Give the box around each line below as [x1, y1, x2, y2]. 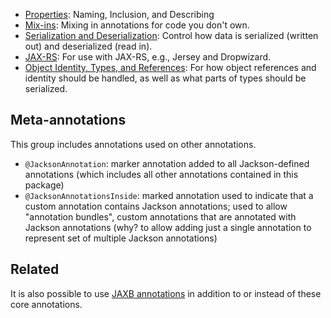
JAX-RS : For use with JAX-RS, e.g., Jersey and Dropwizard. [24, 51, 272, 63]
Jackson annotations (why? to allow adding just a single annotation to [24, 221, 312, 233]
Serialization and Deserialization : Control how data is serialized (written [24, 30, 319, 41]
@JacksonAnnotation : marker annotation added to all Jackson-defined [24, 157, 310, 169]
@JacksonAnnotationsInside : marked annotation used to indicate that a [24, 189, 314, 201]
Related [10, 261, 60, 278]
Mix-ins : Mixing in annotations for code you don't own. [24, 19, 250, 31]
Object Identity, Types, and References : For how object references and [24, 62, 317, 73]
